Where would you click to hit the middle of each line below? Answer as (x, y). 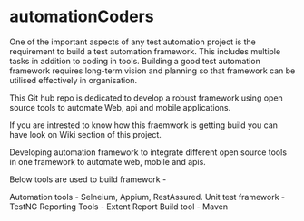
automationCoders (82, 17)
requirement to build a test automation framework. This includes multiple (145, 51)
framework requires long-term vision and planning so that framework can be (152, 71)
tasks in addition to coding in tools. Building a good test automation (135, 61)
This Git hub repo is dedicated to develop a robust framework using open (146, 98)
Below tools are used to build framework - (88, 179)
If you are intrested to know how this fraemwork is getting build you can (144, 125)
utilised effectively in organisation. (74, 80)
